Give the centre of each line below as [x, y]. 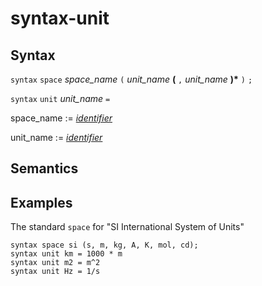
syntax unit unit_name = [60, 98]
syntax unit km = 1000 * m [66, 254]
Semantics [44, 168]
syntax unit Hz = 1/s [55, 272]
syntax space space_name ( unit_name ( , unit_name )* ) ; [131, 79]
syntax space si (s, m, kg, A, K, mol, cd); [104, 245]
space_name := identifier [61, 118]
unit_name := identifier [56, 137]
